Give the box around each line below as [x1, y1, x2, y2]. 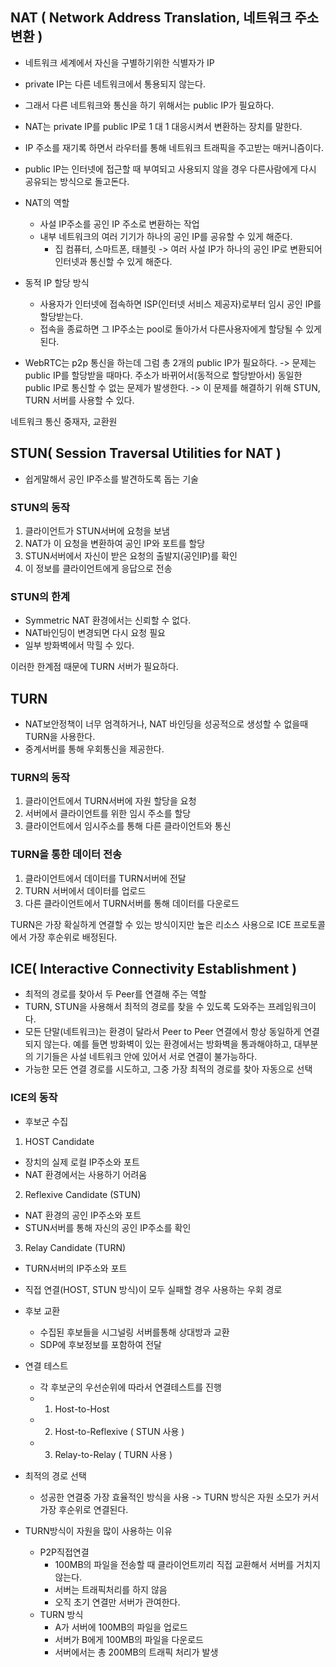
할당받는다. [39, 310, 84, 322]
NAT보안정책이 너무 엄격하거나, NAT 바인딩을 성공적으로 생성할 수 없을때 [24, 718, 309, 730]
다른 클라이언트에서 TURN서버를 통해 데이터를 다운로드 [24, 897, 240, 909]
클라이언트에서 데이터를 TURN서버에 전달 [24, 872, 187, 884]
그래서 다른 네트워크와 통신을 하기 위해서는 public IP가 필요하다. [24, 99, 275, 111]
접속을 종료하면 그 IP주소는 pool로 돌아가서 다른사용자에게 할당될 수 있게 [39, 323, 323, 335]
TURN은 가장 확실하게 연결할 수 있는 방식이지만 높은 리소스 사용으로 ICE [10, 918, 292, 930]
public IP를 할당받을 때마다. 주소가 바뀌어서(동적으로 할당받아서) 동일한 [24, 369, 303, 381]
